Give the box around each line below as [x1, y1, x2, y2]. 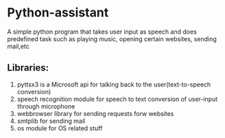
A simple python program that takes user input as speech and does [7, 27, 197, 36]
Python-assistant [7, 5, 109, 21]
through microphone [16, 102, 75, 111]
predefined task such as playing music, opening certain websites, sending [7, 34, 217, 43]
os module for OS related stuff [16, 124, 103, 132]
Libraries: [7, 62, 49, 73]
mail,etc [7, 42, 29, 50]
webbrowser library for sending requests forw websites [16, 109, 174, 117]
